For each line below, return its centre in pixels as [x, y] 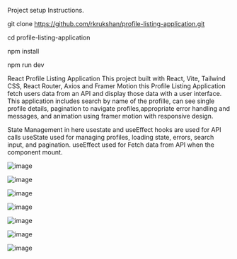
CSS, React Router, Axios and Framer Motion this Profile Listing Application [117, 86]
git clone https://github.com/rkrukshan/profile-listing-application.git [106, 24]
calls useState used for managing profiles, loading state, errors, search [111, 137]
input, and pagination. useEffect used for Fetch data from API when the [111, 145]
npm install [23, 51]
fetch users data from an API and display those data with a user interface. [115, 94]
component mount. [35, 152]
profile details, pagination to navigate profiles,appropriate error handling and [118, 108]
